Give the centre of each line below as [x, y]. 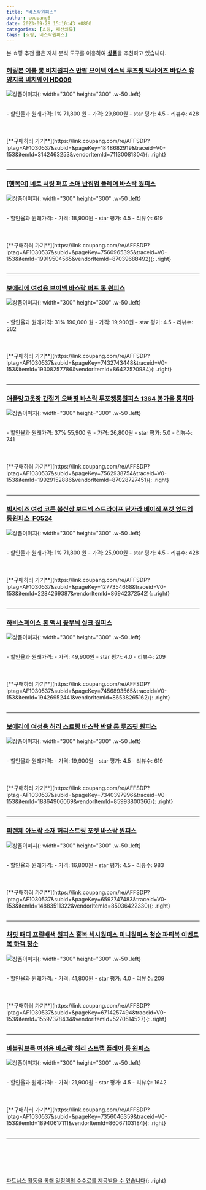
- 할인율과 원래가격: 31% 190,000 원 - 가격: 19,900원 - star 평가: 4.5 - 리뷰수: [100, 322]
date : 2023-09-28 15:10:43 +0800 [49, 23]
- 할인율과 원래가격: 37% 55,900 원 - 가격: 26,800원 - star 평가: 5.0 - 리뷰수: [100, 433]
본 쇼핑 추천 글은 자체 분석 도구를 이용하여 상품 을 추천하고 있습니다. [86, 53]
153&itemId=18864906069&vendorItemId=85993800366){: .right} [90, 801]
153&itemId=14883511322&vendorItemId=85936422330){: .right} [88, 906]
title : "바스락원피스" [32, 12]
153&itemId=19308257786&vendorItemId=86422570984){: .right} [89, 370]
